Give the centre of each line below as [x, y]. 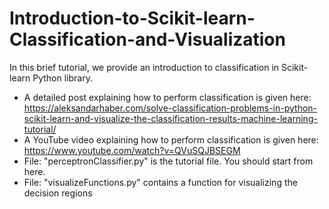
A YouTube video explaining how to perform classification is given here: [171, 139]
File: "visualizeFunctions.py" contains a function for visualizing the [160, 182]
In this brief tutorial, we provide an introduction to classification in [144, 67]
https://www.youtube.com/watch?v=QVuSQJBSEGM [132, 150]
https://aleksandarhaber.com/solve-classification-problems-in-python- [170, 108]
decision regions [58, 193]
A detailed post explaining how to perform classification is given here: [167, 97]
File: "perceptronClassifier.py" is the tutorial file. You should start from [168, 161]
